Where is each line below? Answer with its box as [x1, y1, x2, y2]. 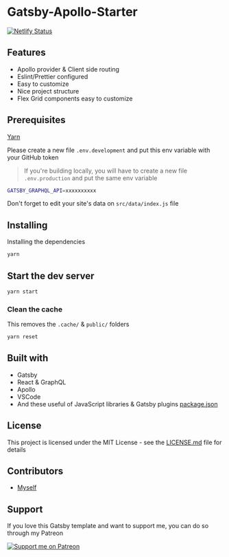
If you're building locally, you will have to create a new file [23, 166, 187, 175]
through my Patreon [7, 529, 64, 537]
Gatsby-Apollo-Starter [7, 4, 138, 20]
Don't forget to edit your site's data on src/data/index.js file [7, 199, 179, 208]
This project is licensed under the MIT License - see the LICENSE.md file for [7, 438, 222, 446]
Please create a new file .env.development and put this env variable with [7, 146, 210, 154]
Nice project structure [16, 87, 80, 95]
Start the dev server [7, 270, 95, 282]
